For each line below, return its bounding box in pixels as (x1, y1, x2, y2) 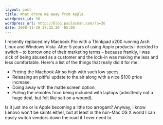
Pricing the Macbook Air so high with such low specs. (12, 69, 120, 75)
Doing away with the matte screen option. (12, 84, 96, 90)
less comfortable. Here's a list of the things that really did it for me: (5, 60, 139, 65)
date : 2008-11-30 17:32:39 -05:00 (5, 25, 75, 30)
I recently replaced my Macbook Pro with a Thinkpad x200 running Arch (5, 39, 150, 44)
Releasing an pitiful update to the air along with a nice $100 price (12, 74, 143, 80)
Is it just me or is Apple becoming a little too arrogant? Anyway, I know (5, 104, 146, 110)
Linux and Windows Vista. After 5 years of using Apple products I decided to (5, 44, 158, 50)
